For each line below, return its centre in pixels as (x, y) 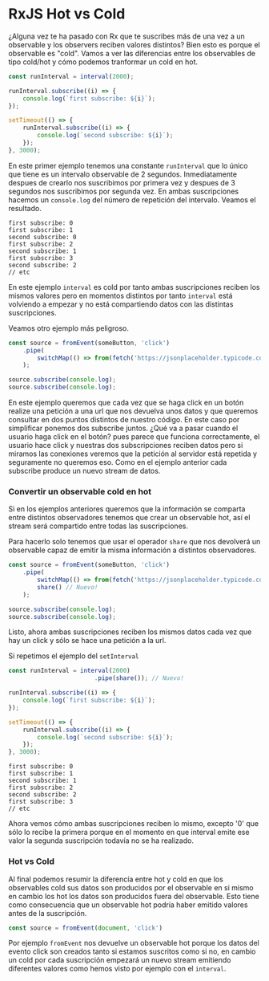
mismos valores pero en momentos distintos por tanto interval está (120, 295)
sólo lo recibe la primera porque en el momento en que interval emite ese (129, 832)
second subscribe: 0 (43, 237)
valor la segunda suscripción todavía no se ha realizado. (101, 841)
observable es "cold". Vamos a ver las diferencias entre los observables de (132, 53)
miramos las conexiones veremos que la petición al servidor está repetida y (133, 454)
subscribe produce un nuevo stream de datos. (84, 471)
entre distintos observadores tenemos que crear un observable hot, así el (129, 518)
